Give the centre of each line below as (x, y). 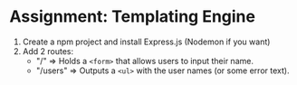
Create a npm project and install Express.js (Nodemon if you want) (146, 42)
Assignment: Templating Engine (133, 17)
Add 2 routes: (48, 51)
